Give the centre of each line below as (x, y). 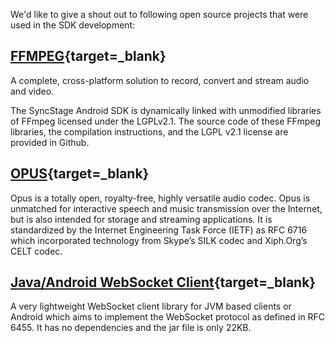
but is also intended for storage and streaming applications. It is (141, 219)
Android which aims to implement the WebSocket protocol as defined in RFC (168, 317)
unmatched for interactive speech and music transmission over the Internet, (166, 208)
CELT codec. (36, 251)
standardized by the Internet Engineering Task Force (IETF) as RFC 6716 (159, 230)
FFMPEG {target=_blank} (88, 56)
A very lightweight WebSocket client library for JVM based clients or (151, 306)
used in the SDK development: (73, 25)
